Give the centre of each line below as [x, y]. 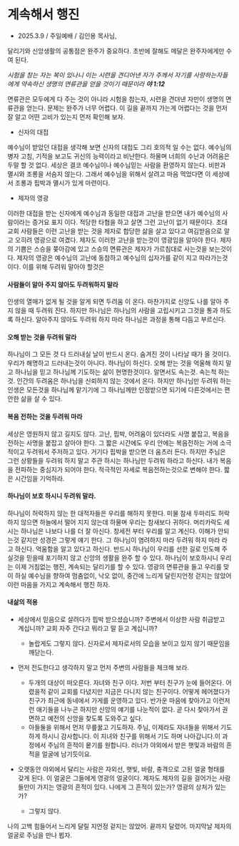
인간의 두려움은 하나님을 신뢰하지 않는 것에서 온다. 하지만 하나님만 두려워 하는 [124, 381]
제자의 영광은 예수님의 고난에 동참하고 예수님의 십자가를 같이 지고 [107, 258]
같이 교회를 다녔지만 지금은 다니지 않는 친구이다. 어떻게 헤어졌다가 [139, 691]
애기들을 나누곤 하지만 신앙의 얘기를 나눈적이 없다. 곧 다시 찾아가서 [128, 709]
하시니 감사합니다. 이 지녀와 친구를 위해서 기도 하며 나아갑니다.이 [131, 736]
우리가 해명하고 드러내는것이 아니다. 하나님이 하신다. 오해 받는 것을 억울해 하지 [116, 363]
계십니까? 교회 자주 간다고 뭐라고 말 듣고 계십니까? [88, 628]
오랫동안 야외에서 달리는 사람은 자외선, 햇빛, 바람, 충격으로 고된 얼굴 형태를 [121, 769]
